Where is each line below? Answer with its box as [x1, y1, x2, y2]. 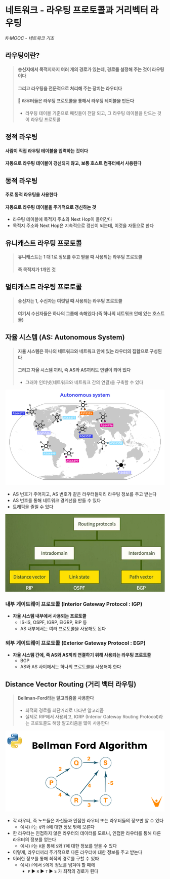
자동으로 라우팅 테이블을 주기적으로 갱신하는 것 [5, 204, 97, 210]
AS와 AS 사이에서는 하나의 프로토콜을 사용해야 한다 [20, 664, 121, 670]
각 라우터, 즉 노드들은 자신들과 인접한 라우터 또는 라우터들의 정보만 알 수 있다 [12, 817, 164, 823]
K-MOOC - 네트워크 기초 [5, 35, 55, 41]
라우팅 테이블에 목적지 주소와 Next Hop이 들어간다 [12, 216, 112, 222]
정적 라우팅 [5, 133, 38, 141]
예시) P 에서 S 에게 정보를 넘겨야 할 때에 [20, 862, 95, 868]
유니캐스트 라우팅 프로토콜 [5, 239, 82, 247]
